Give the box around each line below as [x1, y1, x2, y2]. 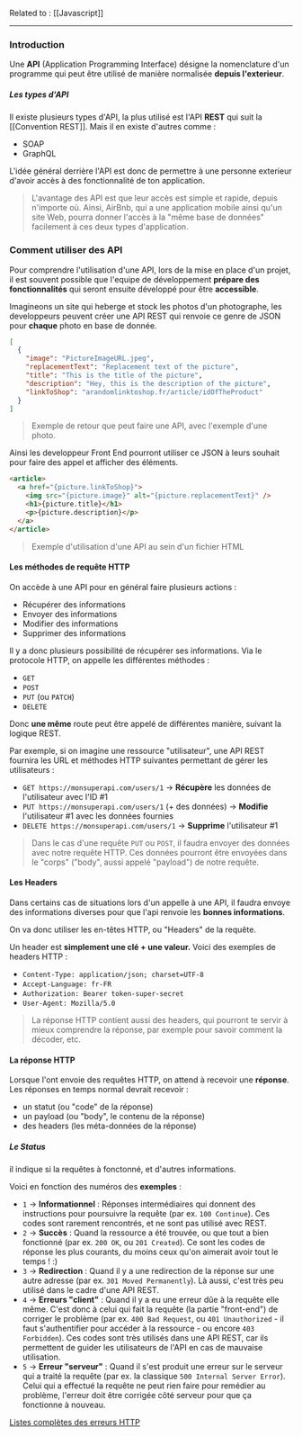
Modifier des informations [22, 618, 119, 629]
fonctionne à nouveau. [22, 1399, 106, 1411]
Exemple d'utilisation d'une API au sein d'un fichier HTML [31, 541, 244, 552]
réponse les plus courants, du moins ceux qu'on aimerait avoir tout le [22, 1246, 279, 1258]
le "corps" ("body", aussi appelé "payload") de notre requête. [31, 857, 259, 867]
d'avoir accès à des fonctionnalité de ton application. [9, 175, 205, 186]
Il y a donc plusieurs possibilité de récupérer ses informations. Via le [9, 645, 262, 656]
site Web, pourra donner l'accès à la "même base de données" [31, 211, 265, 223]
